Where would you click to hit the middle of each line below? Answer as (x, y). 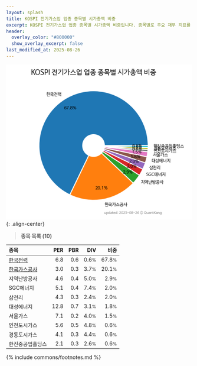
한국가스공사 (23, 269)
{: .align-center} (26, 224)
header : (16, 31)
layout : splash (25, 12)
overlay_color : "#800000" (43, 38)
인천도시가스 (23, 325)
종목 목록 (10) (36, 236)
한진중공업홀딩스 (28, 344)
